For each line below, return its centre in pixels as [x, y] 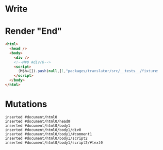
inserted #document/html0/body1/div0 [43, 130]
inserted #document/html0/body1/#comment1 [49, 134]
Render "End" [33, 31]
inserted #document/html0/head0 [38, 121]
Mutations [26, 104]
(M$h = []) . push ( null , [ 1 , [42, 71]
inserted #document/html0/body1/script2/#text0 [54, 142]
